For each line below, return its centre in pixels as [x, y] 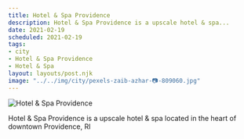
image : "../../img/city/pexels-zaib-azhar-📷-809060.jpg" [104, 80]
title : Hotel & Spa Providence [59, 15]
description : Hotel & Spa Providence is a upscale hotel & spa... [119, 23]
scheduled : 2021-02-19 [45, 37]
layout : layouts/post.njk [50, 73]
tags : [17, 45]
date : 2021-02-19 [36, 30]
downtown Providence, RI [49, 127]
